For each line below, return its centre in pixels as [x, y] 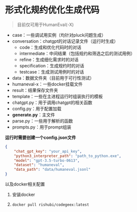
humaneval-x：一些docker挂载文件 [47, 84]
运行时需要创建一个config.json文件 [41, 137]
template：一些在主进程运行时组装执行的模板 [57, 96]
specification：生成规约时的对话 [52, 66]
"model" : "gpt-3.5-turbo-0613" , [47, 160]
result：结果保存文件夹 [35, 90]
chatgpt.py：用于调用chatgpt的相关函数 [52, 102]
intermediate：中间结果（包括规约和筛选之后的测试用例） [77, 53]
